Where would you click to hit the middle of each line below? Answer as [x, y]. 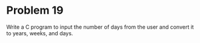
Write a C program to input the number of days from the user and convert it [100, 27]
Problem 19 [35, 10]
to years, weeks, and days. [40, 33]
